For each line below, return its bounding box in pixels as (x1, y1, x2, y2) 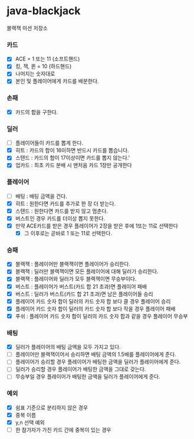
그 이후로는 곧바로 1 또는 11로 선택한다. (24, 230, 113, 236)
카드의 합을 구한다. (15, 108, 58, 116)
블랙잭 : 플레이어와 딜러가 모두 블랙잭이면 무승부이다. (15, 275, 137, 283)
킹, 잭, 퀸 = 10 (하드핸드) (15, 63, 72, 70)
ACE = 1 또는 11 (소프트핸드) (15, 55, 80, 63)
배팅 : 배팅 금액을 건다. (15, 193, 67, 200)
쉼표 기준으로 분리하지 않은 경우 (15, 404, 88, 411)
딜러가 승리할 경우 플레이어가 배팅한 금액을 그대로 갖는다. (15, 366, 146, 373)
